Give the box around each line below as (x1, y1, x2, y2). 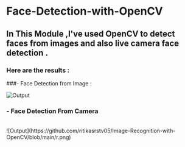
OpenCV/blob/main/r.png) (6, 134, 71, 141)
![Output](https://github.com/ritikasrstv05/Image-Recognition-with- (6, 127, 176, 135)
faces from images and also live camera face (6, 38, 180, 48)
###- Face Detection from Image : (6, 79, 92, 87)
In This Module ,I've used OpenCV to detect (6, 29, 175, 39)
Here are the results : (6, 66, 70, 74)
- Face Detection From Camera (6, 107, 99, 115)
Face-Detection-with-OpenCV (6, 4, 163, 18)
